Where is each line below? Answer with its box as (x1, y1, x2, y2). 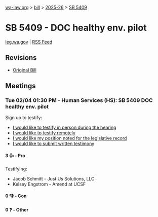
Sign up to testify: (5, 115, 42, 121)
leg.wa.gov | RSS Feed (5, 39, 53, 45)
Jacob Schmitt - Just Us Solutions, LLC (12, 175, 95, 182)
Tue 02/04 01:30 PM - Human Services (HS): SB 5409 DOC (5, 97, 153, 104)
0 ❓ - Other (5, 206, 29, 212)
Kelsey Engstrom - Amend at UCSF (12, 181, 86, 187)
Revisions (5, 53, 37, 62)
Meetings (5, 82, 36, 90)
